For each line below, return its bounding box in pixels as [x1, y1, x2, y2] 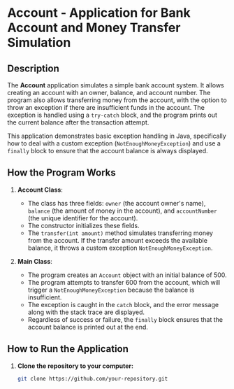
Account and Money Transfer [7, 20, 181, 36]
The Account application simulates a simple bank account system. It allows [7, 81, 225, 89]
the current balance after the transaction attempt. [7, 118, 149, 127]
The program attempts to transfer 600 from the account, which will [27, 278, 221, 286]
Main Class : [17, 257, 52, 265]
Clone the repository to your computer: [17, 362, 134, 370]
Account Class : [17, 185, 63, 194]
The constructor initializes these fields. [27, 221, 140, 229]
